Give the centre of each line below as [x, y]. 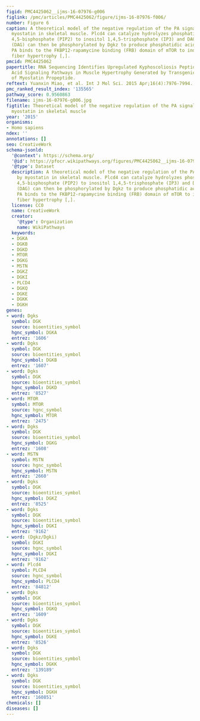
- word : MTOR [22, 399]
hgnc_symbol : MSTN [35, 471]
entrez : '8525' [30, 504]
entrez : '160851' [33, 698]
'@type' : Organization [45, 222]
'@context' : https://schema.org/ [53, 155]
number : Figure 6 [28, 23]
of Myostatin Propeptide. [44, 78]
